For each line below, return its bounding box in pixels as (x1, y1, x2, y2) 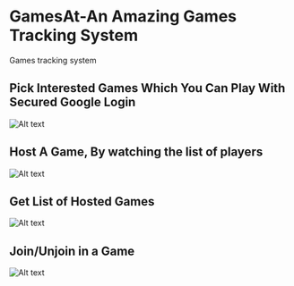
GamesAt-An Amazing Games (9, 6, 238, 27)
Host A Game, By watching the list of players (9, 145, 264, 160)
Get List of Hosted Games (9, 194, 155, 209)
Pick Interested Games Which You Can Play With (9, 80, 286, 96)
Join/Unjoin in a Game (9, 243, 135, 258)
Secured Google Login (9, 95, 136, 110)
